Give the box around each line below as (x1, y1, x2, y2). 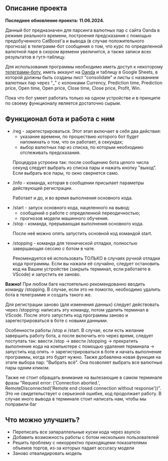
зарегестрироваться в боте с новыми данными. (5, 317, 108, 324)
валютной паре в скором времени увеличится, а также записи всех (5, 48, 151, 54)
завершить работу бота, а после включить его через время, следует (5, 332, 153, 339)
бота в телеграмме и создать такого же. (5, 291, 92, 297)
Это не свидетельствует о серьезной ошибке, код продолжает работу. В (5, 390, 162, 397)
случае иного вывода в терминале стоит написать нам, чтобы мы (5, 396, 146, 402)
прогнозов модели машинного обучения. (20, 215, 109, 221)
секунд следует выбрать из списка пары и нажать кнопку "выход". (12, 165, 157, 171)
